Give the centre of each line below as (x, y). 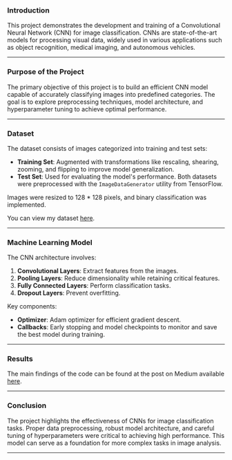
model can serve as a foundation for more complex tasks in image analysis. (114, 443)
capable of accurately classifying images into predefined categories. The (111, 94)
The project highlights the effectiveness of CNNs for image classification (110, 421)
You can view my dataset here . (51, 218)
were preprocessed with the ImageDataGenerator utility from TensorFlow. (120, 184)
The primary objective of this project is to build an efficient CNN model (108, 87)
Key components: (32, 306)
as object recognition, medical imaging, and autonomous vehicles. (101, 48)
